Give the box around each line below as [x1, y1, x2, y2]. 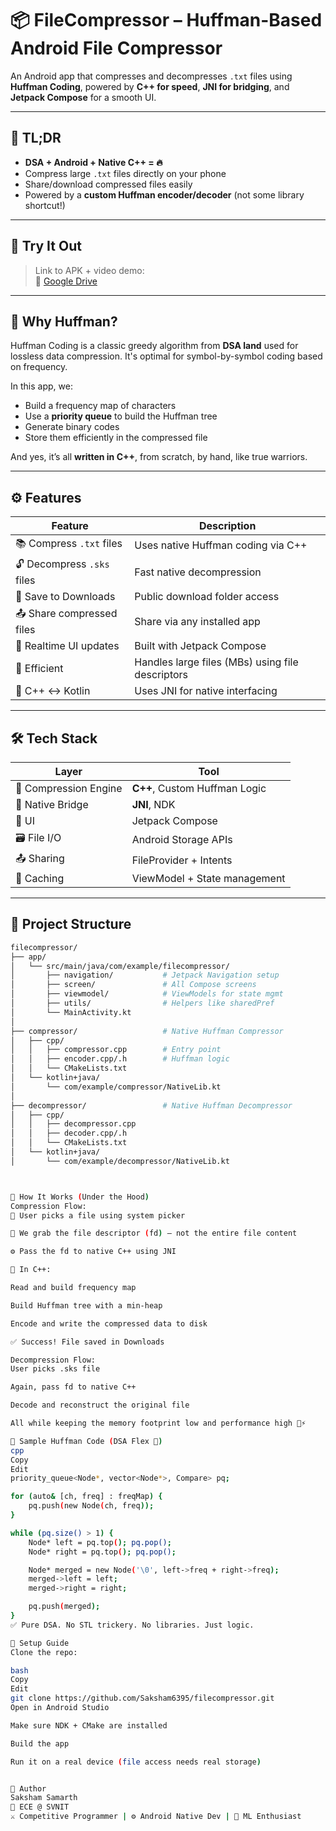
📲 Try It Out [10, 238, 82, 255]
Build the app [10, 1738, 70, 1749]
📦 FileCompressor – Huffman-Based [10, 9, 323, 32]
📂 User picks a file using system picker [10, 1210, 186, 1221]
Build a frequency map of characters [24, 400, 177, 412]
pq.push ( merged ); [28, 1602, 101, 1612]
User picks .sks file [10, 1364, 101, 1374]
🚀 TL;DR [10, 130, 62, 147]
